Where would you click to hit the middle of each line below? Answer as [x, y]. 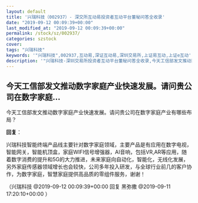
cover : [14, 45]
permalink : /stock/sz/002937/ [43, 34]
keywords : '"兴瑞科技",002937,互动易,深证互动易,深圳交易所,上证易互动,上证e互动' [99, 55]
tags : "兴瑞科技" [26, 50]
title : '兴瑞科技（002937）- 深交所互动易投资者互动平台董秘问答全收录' [85, 17]
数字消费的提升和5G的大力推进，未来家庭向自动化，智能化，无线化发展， [100, 159]
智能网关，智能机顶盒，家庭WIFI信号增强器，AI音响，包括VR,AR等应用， [94, 152]
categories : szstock [32, 39]
